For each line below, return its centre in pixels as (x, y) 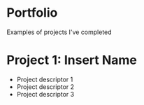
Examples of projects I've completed (59, 32)
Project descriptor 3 (45, 94)
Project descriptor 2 (45, 87)
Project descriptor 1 (45, 79)
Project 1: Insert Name (72, 60)
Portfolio (32, 13)
